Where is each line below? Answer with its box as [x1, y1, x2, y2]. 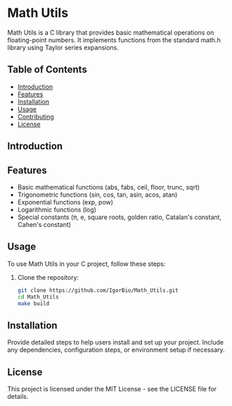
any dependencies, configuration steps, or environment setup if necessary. [7, 345, 225, 354]
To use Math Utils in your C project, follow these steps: [7, 259, 166, 268]
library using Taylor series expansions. [7, 43, 120, 51]
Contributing [17, 112, 54, 121]
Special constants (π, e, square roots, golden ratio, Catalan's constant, [17, 213, 222, 221]
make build [17, 300, 50, 307]
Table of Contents [7, 63, 88, 75]
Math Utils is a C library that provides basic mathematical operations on [7, 28, 214, 37]
